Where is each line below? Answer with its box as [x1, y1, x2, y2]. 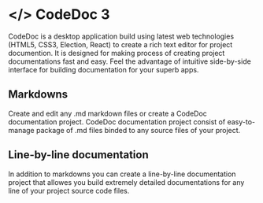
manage [8, 125, 35, 135]
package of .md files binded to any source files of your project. [35, 125, 241, 135]
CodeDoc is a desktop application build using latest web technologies [8, 31, 235, 41]
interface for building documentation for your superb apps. [8, 65, 199, 74]
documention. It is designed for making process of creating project [8, 48, 225, 57]
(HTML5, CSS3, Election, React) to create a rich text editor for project [8, 39, 233, 49]
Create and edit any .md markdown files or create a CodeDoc [8, 109, 207, 118]
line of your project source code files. [8, 186, 130, 195]
